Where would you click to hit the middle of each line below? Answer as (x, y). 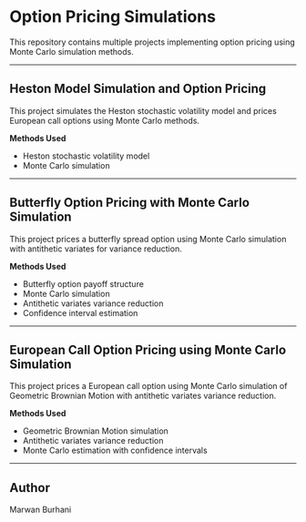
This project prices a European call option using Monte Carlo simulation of (148, 386)
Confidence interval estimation (80, 312)
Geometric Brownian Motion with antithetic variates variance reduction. (143, 396)
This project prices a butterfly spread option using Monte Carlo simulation (148, 239)
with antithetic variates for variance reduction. (96, 249)
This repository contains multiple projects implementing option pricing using (153, 42)
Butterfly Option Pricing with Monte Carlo (130, 203)
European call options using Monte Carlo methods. (105, 120)
